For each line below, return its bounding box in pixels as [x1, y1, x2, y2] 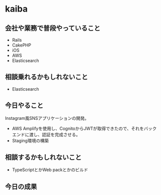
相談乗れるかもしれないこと [5, 73, 88, 81]
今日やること [5, 101, 44, 110]
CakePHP [12, 42, 32, 48]
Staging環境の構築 [12, 137, 49, 144]
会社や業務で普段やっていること [5, 24, 100, 32]
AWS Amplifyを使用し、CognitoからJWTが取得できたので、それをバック [12, 125, 157, 131]
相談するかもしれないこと [5, 153, 81, 162]
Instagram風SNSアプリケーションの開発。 [5, 115, 89, 121]
